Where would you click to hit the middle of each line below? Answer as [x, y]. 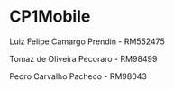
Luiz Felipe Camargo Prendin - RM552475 [87, 41]
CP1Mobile [50, 17]
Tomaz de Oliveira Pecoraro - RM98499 [83, 58]
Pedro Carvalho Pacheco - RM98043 [78, 76]
